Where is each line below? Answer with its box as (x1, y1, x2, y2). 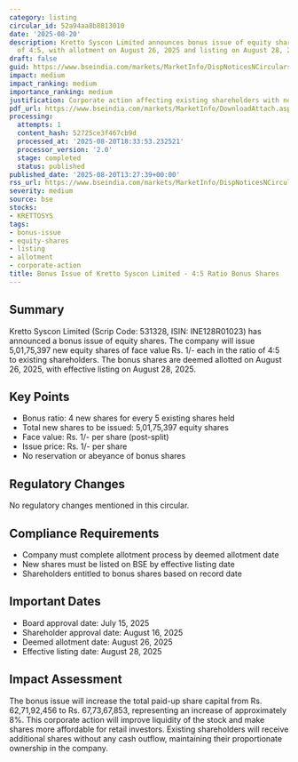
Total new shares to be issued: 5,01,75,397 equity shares (21, 422, 229, 433)
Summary (9, 302, 65, 317)
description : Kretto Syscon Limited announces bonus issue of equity (9, 37, 272, 47)
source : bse (9, 195, 53, 205)
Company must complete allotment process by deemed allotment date (21, 549, 279, 560)
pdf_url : (9, 104, 42, 113)
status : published (17, 162, 86, 171)
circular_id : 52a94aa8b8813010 (9, 21, 125, 30)
